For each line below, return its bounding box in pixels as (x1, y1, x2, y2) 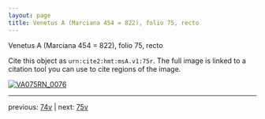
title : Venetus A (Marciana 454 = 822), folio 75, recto (8, 19, 200, 27)
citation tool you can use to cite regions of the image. (8, 64, 181, 73)
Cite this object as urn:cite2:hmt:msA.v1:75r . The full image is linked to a (8, 56, 246, 65)
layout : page (8, 11, 51, 20)
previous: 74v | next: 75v (8, 102, 88, 111)
